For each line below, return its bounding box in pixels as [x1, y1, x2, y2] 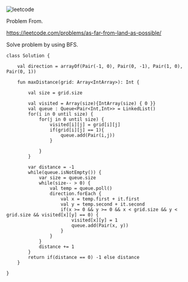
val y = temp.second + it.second [60, 201, 146, 207]
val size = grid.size [28, 90, 83, 96]
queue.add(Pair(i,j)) [60, 132, 115, 138]
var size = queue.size [38, 175, 96, 181]
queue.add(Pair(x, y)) [71, 223, 129, 229]
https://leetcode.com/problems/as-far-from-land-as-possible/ [6, 29, 162, 36]
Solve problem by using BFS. [6, 41, 79, 48]
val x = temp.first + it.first [60, 196, 139, 202]
